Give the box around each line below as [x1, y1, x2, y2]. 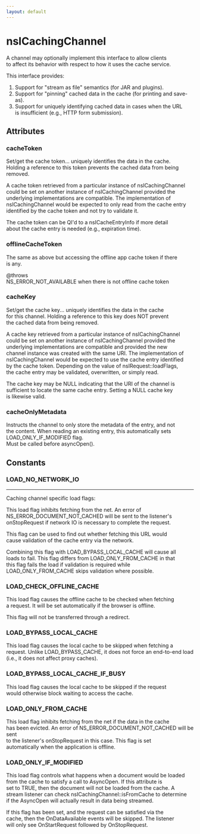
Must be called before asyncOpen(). [6, 440, 95, 447]
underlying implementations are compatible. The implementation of [6, 194, 171, 202]
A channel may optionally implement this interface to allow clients [6, 54, 167, 61]
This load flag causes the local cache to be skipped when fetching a [6, 642, 174, 649]
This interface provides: [6, 72, 64, 79]
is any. [6, 260, 22, 267]
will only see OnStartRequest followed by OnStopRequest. [6, 821, 148, 829]
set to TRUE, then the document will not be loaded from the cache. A [6, 784, 175, 792]
